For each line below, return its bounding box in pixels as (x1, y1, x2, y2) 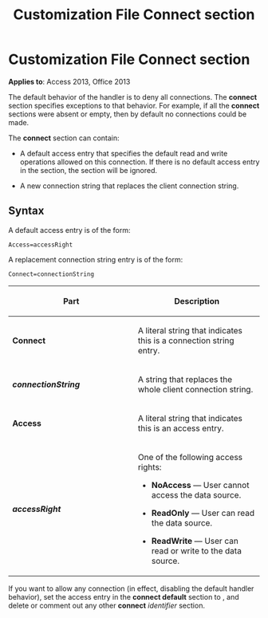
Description (174, 295, 220, 306)
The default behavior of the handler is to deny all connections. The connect (8, 92, 258, 101)
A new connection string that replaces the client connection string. (19, 181, 239, 191)
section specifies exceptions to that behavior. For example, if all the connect (8, 100, 260, 110)
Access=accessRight (8, 241, 73, 249)
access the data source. (151, 489, 242, 500)
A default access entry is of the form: (8, 225, 131, 234)
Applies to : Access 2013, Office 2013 (8, 77, 131, 86)
